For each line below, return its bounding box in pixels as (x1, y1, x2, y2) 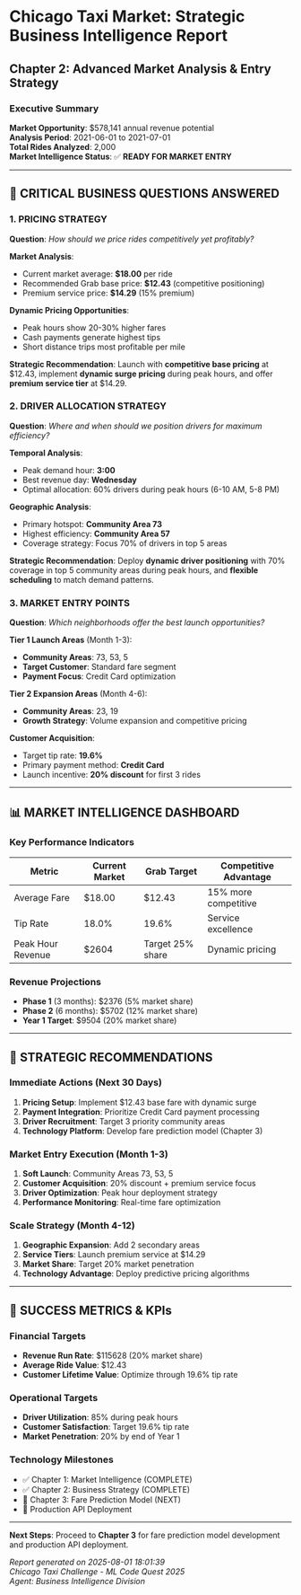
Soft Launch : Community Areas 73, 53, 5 (21, 1168, 174, 1179)
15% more (207, 886, 253, 898)
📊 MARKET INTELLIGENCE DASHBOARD (9, 805, 240, 820)
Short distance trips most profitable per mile (21, 341, 185, 352)
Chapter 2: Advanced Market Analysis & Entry (9, 61, 271, 76)
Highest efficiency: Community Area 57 (21, 528, 170, 539)
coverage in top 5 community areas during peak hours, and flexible (9, 564, 259, 576)
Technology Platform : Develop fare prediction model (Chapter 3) (21, 1125, 263, 1136)
